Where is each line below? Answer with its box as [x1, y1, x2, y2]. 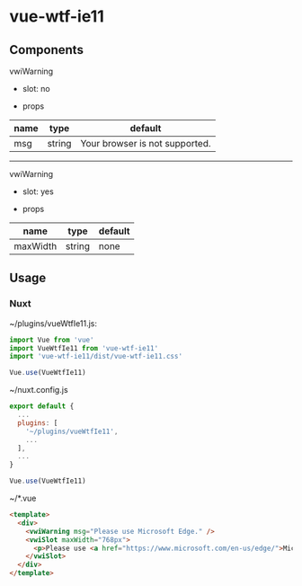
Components [9, 42, 84, 58]
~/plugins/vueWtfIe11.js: [9, 317, 97, 329]
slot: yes [22, 186, 54, 197]
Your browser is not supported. [80, 138, 211, 149]
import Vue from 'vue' [9, 335, 94, 344]
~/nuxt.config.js [9, 385, 69, 395]
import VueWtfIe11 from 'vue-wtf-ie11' [9, 343, 159, 352]
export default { [9, 402, 75, 411]
